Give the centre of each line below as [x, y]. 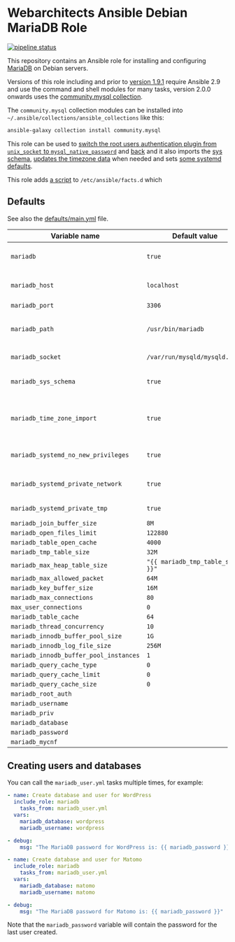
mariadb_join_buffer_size [54, 523]
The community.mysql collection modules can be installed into [95, 110]
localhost [163, 285]
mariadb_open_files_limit [54, 533]
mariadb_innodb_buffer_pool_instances [75, 655]
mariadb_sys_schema [43, 381]
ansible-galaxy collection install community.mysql [84, 130]
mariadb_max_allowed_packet [57, 578]
